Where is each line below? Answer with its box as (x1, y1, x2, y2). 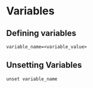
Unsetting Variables (6, 60, 82, 70)
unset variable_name (6, 76, 58, 82)
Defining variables (6, 28, 77, 38)
